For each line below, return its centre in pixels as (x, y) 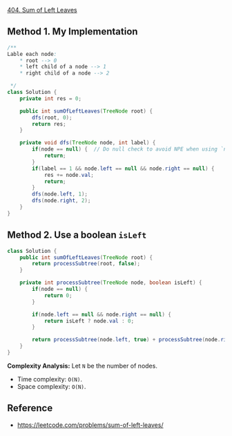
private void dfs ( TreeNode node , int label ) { (88, 143)
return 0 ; (58, 295)
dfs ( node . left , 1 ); (60, 194)
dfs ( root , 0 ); (52, 117)
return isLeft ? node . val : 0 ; (89, 321)
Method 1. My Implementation (72, 31)
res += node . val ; (69, 175)
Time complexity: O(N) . (50, 379)
